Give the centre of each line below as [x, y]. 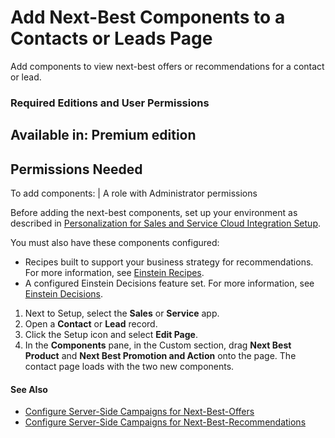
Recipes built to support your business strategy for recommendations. [169, 262]
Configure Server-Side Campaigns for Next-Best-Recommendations [165, 422]
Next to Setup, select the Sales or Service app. [122, 313]
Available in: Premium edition [103, 135]
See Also [29, 389]
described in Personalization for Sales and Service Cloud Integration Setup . [166, 223]
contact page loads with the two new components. [129, 367]
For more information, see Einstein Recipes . [114, 273]
